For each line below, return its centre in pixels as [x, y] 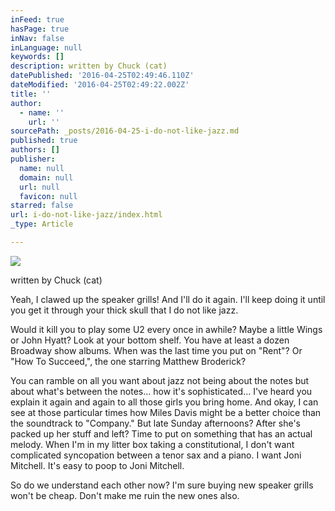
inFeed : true [37, 19]
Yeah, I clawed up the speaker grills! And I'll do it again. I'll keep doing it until [168, 299]
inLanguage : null [46, 47]
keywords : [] [37, 57]
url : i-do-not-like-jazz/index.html [86, 215]
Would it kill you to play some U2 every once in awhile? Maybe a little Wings [166, 329]
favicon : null [48, 196]
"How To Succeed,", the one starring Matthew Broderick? [128, 361]
